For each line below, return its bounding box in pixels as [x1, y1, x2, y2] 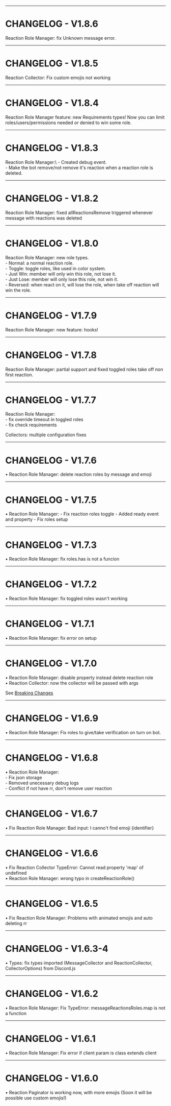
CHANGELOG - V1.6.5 [5, 898, 98, 909]
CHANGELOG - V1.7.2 [5, 579, 97, 590]
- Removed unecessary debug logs [5, 780, 79, 786]
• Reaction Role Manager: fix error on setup [5, 635, 97, 641]
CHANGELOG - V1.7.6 [5, 454, 97, 466]
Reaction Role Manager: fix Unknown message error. [5, 35, 116, 41]
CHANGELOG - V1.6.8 [5, 752, 98, 764]
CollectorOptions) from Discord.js [5, 965, 76, 971]
